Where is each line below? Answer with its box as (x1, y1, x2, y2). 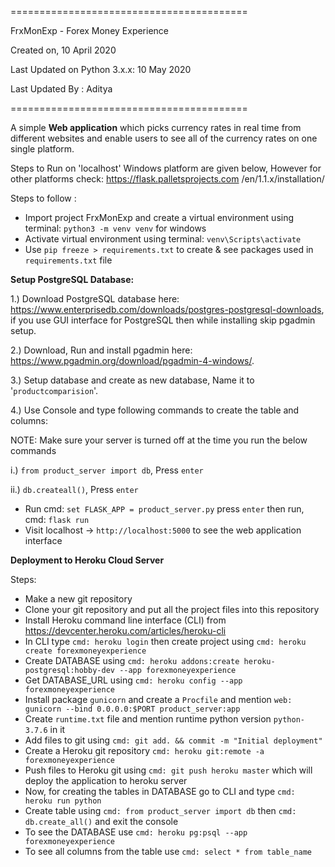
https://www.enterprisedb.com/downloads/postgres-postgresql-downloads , (10, 304, 325, 315)
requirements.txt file (24, 254, 113, 266)
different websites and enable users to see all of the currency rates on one (10, 132, 318, 144)
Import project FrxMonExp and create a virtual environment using (24, 212, 295, 223)
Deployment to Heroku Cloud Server (10, 554, 165, 566)
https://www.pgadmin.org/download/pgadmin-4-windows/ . (10, 355, 255, 366)
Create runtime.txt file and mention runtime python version (24, 713, 272, 725)
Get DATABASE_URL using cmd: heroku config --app (24, 674, 243, 686)
